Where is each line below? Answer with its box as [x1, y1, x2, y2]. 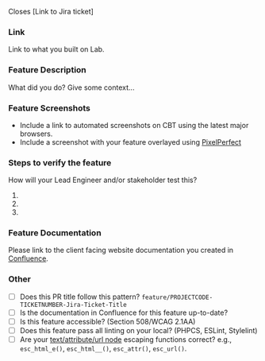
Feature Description [8, 64, 87, 76]
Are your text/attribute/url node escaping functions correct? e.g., [19, 335, 232, 344]
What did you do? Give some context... [8, 83, 135, 92]
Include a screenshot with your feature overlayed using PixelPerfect [19, 137, 242, 146]
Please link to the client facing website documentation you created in [8, 246, 234, 255]
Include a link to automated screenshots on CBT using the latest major [19, 120, 249, 130]
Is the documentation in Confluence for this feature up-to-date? [19, 308, 229, 317]
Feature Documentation [8, 227, 102, 239]
